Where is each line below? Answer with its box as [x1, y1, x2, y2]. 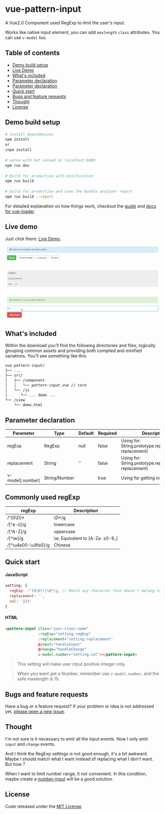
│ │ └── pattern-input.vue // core [5, 383, 87, 388]
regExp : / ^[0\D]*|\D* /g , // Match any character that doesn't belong [9, 588, 155, 594]
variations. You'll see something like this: [5, 353, 87, 359]
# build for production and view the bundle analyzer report [5, 189, 133, 194]
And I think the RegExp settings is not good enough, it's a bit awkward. [5, 750, 148, 756]
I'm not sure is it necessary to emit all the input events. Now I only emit [5, 736, 148, 742]
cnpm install [5, 147, 32, 152]
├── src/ [5, 373, 23, 378]
